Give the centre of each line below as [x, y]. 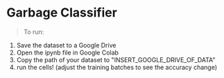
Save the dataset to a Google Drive [66, 45]
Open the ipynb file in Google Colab [68, 52]
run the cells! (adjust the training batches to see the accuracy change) [117, 67]
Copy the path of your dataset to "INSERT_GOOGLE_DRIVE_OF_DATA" [116, 59]
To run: [34, 32]
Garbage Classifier [62, 13]
